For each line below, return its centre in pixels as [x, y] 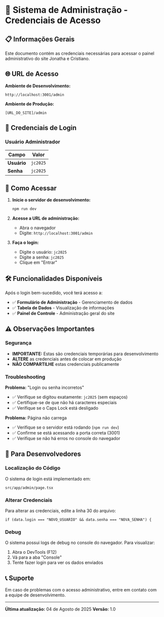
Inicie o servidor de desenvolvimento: [51, 200]
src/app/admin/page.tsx [29, 488]
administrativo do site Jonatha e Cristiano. [48, 59]
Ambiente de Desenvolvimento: [38, 86]
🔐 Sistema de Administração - [66, 10]
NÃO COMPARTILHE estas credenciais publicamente [66, 364]
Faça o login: [25, 243]
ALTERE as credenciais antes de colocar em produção [67, 359]
